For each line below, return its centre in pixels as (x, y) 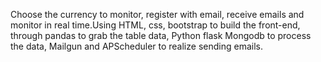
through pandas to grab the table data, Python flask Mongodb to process (161, 35)
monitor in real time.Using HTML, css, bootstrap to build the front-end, (155, 25)
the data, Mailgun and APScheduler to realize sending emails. (136, 46)
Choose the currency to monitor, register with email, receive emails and (157, 14)
